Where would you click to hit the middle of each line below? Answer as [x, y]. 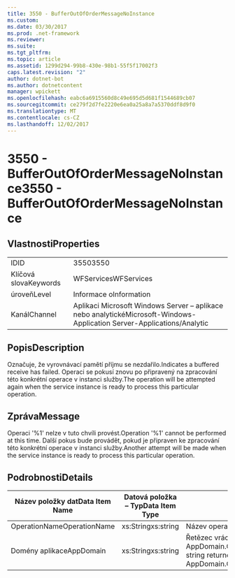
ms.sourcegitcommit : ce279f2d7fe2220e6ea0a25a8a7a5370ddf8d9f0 [101, 105]
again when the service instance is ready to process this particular [103, 387]
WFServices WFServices [113, 278]
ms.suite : [22, 46]
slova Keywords [36, 282]
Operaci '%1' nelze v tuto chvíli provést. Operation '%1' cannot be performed [117, 433]
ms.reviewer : [26, 40]
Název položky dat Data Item [63, 501]
